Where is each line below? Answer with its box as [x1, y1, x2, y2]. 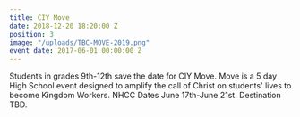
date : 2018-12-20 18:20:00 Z [9, 21, 118, 30]
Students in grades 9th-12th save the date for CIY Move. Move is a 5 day [9, 71, 278, 81]
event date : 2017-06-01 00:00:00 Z [9, 46, 142, 55]
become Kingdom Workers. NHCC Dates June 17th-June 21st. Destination [9, 90, 282, 101]
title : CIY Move [9, 13, 70, 22]
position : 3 [9, 29, 54, 38]
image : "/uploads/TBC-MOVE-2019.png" [9, 38, 150, 47]
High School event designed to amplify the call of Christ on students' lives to [9, 80, 292, 91]
